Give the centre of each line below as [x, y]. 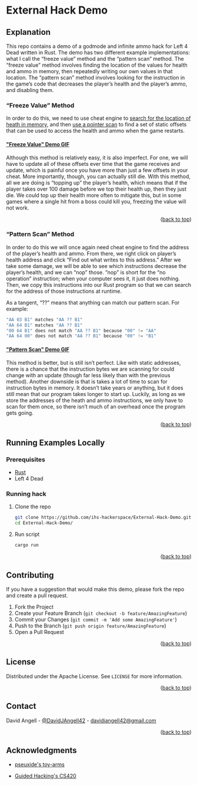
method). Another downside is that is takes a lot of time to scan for [87, 381]
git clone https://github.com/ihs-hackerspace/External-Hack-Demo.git [103, 518]
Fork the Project [34, 607]
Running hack [26, 494]
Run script [27, 534]
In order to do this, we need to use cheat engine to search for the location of [98, 118]
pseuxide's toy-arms [39, 764]
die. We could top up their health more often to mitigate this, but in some [94, 195]
